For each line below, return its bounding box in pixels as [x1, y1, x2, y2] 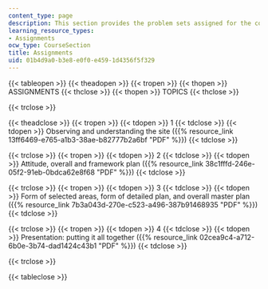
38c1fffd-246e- [204, 159, 255, 168]
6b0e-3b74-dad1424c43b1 [8, 241, 97, 251]
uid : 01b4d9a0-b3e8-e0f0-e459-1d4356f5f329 [8, 57, 156, 65]
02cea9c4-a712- [199, 232, 255, 242]
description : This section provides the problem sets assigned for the [8, 19, 251, 27]
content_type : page [8, 11, 73, 20]
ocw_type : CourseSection [8, 42, 91, 50]
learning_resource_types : [8, 26, 94, 34]
